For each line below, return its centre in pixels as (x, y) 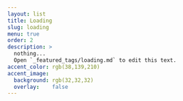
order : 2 (20, 41)
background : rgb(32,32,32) (54, 80)
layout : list (27, 14)
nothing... (30, 54)
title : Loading (30, 21)
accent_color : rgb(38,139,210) (54, 67)
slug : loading (28, 27)
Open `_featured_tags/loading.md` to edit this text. (95, 60)
